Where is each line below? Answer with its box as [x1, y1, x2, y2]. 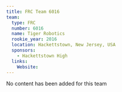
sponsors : [11, 47, 36, 53]
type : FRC [11, 20, 36, 26]
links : [11, 58, 28, 64]
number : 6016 [11, 25, 44, 31]
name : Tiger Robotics [11, 31, 65, 37]
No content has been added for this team [6, 80, 107, 87]
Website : [17, 64, 39, 70]
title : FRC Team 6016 [6, 8, 60, 15]
